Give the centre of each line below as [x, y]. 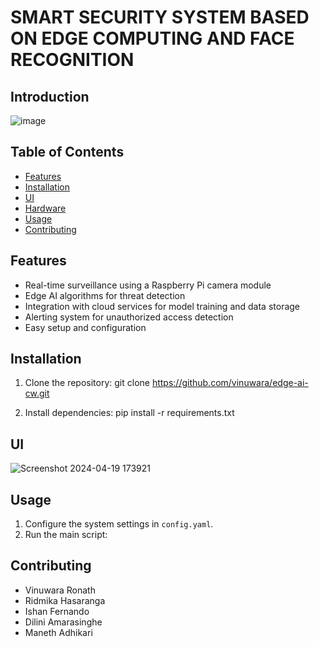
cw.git [37, 393]
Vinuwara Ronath [60, 590]
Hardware [45, 208]
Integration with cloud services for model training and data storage [162, 306]
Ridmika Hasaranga [65, 600]
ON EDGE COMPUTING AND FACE [152, 38]
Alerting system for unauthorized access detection [129, 317]
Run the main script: [66, 535]
